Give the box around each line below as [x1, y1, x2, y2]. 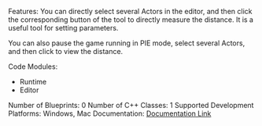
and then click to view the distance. [8, 47, 124, 56]
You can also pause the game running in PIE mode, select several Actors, [8, 38, 245, 48]
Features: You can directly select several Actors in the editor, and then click [8, 7, 253, 16]
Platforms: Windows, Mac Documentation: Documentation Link [8, 109, 212, 118]
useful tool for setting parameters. [8, 23, 119, 32]
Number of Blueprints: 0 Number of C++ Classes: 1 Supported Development [8, 101, 254, 110]
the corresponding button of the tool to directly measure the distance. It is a [8, 15, 254, 24]
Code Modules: [8, 62, 58, 71]
